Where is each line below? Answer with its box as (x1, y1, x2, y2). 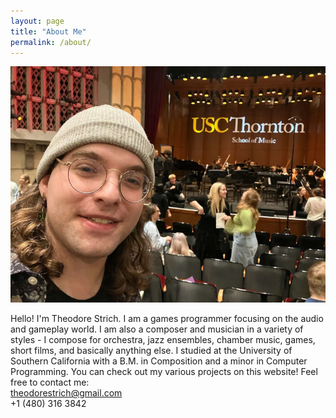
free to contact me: (10, 376, 90, 389)
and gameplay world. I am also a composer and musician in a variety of (10, 323, 304, 335)
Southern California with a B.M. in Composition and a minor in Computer (10, 355, 308, 367)
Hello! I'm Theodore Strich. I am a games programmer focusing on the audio (10, 313, 324, 325)
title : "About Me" (10, 26, 87, 37)
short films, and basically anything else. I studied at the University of (10, 345, 293, 357)
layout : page (10, 16, 65, 26)
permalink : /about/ (10, 37, 92, 47)
